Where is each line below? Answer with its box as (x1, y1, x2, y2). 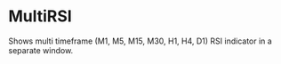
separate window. (8, 44, 74, 55)
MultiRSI (8, 6, 72, 27)
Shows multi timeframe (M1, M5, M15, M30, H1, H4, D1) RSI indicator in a (8, 36, 272, 46)
